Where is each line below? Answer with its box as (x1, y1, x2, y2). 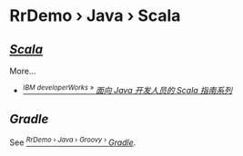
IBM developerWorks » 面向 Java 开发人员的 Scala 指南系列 (22, 83, 233, 95)
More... (9, 65, 36, 76)
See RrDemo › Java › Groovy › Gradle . (9, 135, 137, 148)
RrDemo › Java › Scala (9, 5, 181, 26)
